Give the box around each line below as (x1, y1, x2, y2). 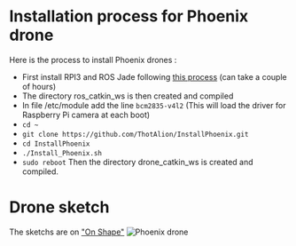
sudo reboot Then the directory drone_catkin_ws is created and (21, 156, 254, 167)
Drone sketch (9, 197, 110, 218)
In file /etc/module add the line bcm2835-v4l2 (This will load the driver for (21, 99, 286, 110)
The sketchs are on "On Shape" (9, 226, 125, 237)
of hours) (21, 81, 57, 91)
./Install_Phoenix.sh (21, 148, 102, 157)
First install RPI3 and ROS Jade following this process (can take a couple (21, 71, 287, 82)
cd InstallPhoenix (21, 139, 90, 148)
